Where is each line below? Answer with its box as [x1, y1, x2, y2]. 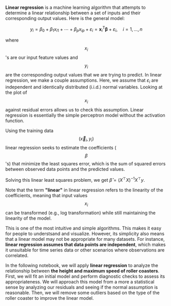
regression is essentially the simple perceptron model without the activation [5, 112, 165, 118]
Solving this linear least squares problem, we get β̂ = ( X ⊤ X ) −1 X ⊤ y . [5, 176, 145, 183]
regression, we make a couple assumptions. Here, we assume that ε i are [5, 77, 158, 84]
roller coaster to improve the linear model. [5, 295, 94, 301]
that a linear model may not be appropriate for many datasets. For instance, [5, 236, 165, 242]
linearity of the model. [5, 215, 52, 221]
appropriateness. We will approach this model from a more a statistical [5, 278, 155, 284]
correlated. [5, 252, 29, 258]
